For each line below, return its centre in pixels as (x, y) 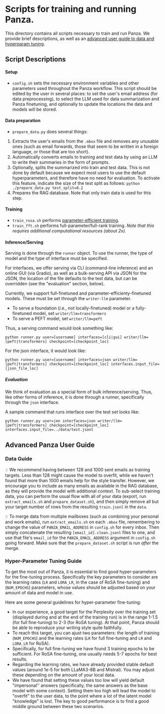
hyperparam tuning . (25, 44)
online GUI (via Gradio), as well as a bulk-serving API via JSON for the (76, 273)
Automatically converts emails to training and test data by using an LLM (85, 157)
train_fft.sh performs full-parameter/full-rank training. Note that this (83, 225)
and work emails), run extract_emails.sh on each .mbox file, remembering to (82, 522)
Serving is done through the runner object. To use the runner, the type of (79, 253)
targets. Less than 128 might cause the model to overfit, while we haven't (79, 475)
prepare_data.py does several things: (50, 132)
